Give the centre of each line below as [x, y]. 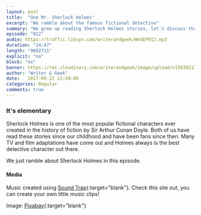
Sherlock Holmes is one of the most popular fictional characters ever [91, 124]
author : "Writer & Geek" [37, 73]
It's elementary [29, 110]
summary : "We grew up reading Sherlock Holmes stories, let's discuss [96, 28]
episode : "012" [25, 34]
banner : [16, 67]
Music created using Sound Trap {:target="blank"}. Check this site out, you [98, 188]
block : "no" [21, 62]
